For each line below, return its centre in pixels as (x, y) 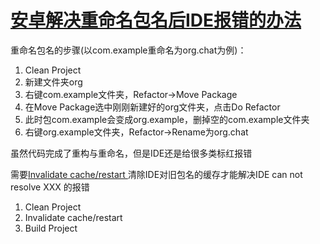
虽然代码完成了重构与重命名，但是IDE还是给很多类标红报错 (131, 153)
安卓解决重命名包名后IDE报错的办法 (156, 20)
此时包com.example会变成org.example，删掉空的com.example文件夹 (167, 119)
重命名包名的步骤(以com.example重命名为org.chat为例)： (128, 50)
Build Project (51, 228)
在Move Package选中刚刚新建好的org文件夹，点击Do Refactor (152, 107)
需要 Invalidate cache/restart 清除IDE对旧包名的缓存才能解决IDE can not (156, 174)
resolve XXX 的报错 (50, 187)
